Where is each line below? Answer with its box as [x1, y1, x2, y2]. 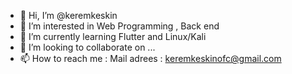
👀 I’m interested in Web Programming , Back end [19, 20, 220, 32]
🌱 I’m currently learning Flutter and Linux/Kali [19, 31, 207, 42]
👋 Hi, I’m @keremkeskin [19, 10, 118, 21]
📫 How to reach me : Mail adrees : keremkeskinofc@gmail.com [19, 53, 282, 64]
